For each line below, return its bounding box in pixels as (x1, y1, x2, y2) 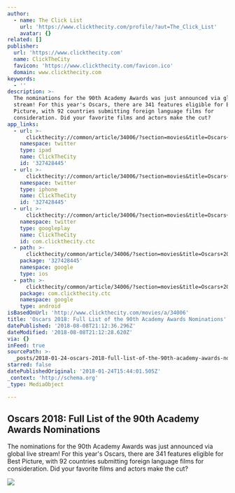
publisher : (7, 43, 39, 50)
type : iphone (20, 186, 58, 193)
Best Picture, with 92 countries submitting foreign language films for (7, 457, 204, 466)
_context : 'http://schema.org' (7, 374, 99, 381)
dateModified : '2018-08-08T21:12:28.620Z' (7, 329, 133, 336)
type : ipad (20, 147, 52, 154)
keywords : (7, 75, 36, 83)
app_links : (7, 120, 39, 128)
